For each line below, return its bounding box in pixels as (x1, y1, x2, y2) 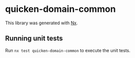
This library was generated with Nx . (5, 20, 78, 26)
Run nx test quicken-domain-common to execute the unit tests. (5, 47, 131, 53)
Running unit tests (5, 34, 63, 43)
